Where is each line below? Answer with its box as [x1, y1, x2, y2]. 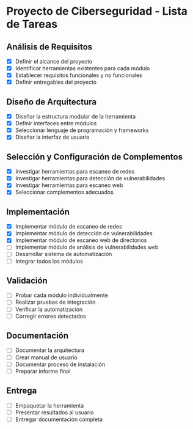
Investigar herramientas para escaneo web [15, 182, 123, 189]
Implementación [6, 207, 70, 217]
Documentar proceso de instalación [15, 361, 106, 368]
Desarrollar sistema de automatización [15, 251, 112, 258]
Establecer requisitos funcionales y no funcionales [15, 71, 142, 79]
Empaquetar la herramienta [15, 402, 84, 409]
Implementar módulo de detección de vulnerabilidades [15, 230, 153, 237]
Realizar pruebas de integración [15, 298, 96, 306]
